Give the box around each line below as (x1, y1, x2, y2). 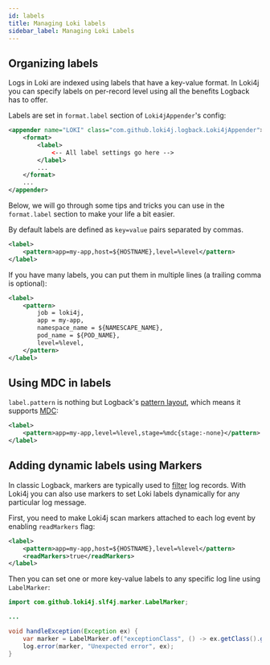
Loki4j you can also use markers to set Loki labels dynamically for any (8, 489, 240, 498)
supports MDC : (8, 406, 59, 415)
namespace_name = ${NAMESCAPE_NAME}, (37, 324, 163, 332)
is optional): (8, 279, 47, 288)
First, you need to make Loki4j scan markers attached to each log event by (8, 513, 256, 522)
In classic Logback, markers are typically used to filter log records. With (8, 480, 247, 489)
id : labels (8, 11, 45, 20)
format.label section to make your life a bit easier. (8, 209, 175, 219)
